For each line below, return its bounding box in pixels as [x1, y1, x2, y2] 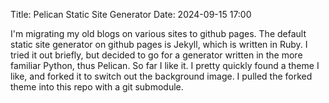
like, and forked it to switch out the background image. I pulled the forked [10, 70, 313, 82]
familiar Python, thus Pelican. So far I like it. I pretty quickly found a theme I [10, 60, 320, 71]
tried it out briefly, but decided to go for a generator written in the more [10, 49, 303, 61]
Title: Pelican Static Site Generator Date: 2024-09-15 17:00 [10, 9, 252, 20]
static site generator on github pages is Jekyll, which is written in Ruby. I [10, 39, 308, 50]
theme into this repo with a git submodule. [10, 81, 184, 93]
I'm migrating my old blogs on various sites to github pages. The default [10, 28, 307, 39]
